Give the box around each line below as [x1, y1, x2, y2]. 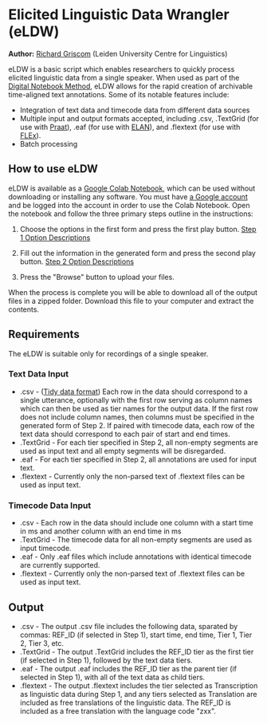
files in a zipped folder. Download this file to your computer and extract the [8, 296, 254, 305]
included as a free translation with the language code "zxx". [19, 706, 217, 715]
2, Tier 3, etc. [19, 638, 65, 647]
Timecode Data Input [8, 500, 92, 511]
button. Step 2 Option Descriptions [19, 257, 134, 266]
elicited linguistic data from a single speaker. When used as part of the [8, 73, 240, 82]
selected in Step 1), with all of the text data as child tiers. [19, 672, 206, 682]
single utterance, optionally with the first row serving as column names [19, 395, 253, 404]
